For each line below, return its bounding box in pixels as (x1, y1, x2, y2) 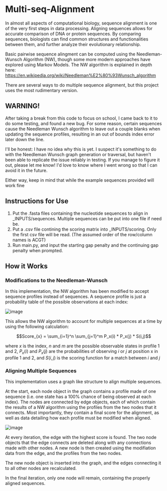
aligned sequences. (5, 480, 46, 486)
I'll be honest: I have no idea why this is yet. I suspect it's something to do (5, 146, 157, 152)
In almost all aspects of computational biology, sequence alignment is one (5, 20, 157, 26)
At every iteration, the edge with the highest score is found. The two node (5, 434, 157, 440)
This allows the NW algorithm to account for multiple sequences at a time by (5, 318, 162, 324)
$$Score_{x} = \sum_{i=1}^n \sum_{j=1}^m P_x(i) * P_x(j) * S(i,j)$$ (16, 333, 152, 339)
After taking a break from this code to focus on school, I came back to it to (5, 115, 158, 121)
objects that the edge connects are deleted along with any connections (5, 439, 152, 446)
